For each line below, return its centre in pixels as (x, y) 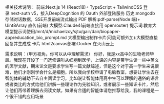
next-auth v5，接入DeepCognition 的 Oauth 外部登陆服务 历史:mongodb (83, 13)
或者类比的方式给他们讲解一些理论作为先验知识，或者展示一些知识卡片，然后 (82, 84)
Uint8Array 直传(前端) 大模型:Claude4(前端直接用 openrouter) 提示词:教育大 (81, 25)
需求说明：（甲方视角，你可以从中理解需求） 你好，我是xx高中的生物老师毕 (80, 54)
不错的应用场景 (29, 96)
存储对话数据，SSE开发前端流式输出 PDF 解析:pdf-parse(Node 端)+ (73, 19)
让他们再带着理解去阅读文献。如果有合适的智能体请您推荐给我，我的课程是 (80, 90)
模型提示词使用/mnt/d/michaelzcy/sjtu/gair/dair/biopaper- (63, 31)
